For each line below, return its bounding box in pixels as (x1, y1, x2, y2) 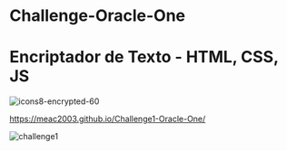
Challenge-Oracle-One (9, 5, 186, 26)
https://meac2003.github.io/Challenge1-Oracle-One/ (9, 114, 206, 125)
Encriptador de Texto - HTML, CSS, (9, 47, 279, 68)
